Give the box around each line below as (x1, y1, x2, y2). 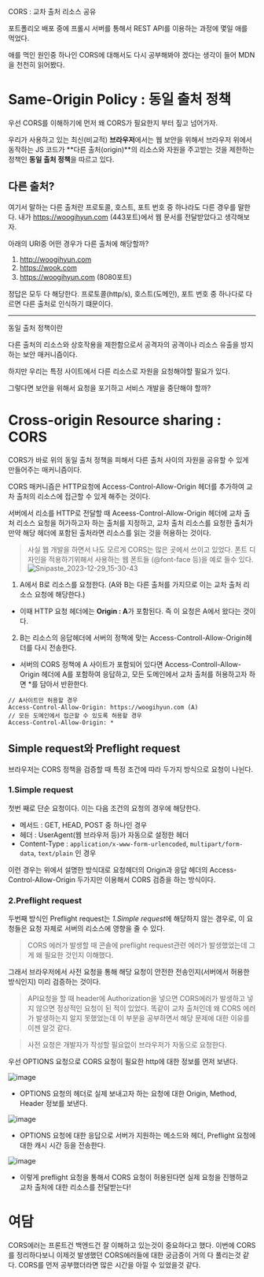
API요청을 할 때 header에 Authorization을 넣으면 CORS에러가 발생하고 (27, 994, 246, 1003)
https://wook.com (19, 262, 77, 272)
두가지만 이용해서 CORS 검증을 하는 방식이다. (77, 874, 216, 884)
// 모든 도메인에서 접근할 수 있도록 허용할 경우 (8, 712, 143, 720)
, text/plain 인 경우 (34, 848, 97, 858)
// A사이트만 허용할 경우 (8, 696, 79, 704)
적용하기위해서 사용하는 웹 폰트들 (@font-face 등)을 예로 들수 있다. (48, 554, 254, 564)
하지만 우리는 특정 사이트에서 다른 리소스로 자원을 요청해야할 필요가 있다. (8, 366, 230, 376)
